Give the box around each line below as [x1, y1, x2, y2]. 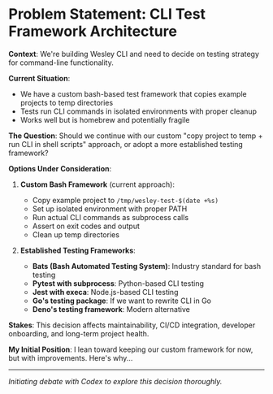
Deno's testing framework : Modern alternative [32, 304, 191, 314]
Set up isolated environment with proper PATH [32, 204, 188, 214]
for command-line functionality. [8, 58, 114, 67]
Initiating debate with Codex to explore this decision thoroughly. [8, 376, 223, 386]
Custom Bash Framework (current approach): [19, 180, 175, 189]
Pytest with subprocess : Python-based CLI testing [32, 278, 205, 288]
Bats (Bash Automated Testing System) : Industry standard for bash [32, 261, 262, 271]
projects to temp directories [19, 97, 114, 107]
